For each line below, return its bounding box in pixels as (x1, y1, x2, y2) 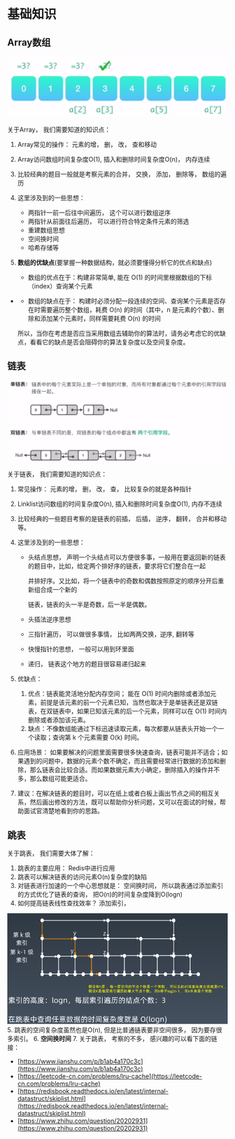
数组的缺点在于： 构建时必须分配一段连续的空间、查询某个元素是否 (27, 297, 220, 305)
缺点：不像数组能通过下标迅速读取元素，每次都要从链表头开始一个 (27, 725, 218, 733)
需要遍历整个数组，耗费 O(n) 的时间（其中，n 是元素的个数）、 (40, 305, 218, 313)
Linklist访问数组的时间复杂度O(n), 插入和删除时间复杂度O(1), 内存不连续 (17, 500, 222, 508)
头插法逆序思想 (27, 615, 71, 623)
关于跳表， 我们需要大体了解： (7, 849, 95, 857)
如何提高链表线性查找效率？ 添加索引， (17, 898, 130, 907)
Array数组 (7, 36, 51, 48)
